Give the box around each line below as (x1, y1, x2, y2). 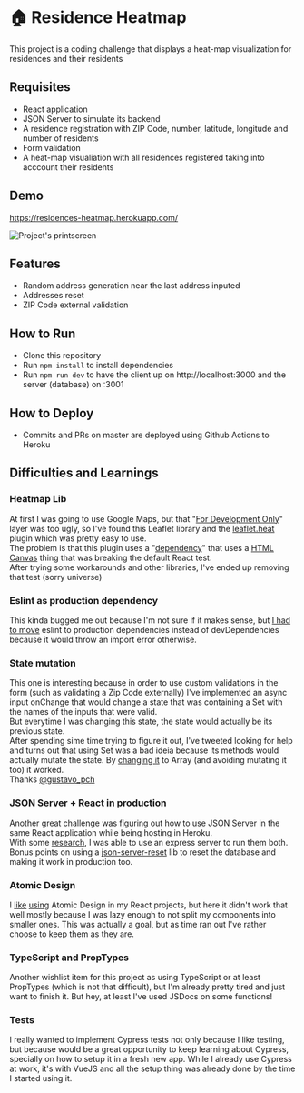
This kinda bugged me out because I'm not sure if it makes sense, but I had (9, 615, 291, 626)
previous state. (9, 726, 65, 737)
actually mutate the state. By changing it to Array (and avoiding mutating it (9, 755, 288, 766)
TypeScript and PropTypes (9, 951, 130, 964)
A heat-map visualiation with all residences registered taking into (22, 152, 265, 163)
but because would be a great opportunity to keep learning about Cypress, (9, 1044, 289, 1055)
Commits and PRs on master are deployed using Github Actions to (22, 429, 270, 440)
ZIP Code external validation (22, 299, 129, 310)
